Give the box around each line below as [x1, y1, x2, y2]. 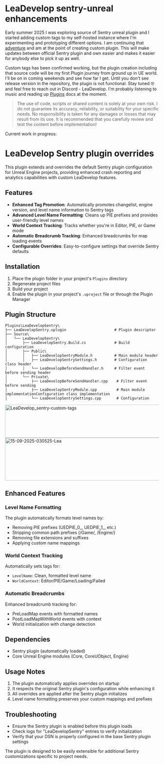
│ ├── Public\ [5, 349, 47, 354]
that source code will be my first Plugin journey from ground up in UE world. [5, 70, 158, 76]
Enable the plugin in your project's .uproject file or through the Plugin [12, 291, 153, 297]
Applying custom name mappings [12, 540, 80, 546]
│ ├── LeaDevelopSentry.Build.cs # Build [5, 340, 130, 345]
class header [5, 362, 32, 367]
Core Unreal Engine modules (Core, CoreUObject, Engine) [12, 653, 129, 659]
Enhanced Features [5, 489, 65, 497]
